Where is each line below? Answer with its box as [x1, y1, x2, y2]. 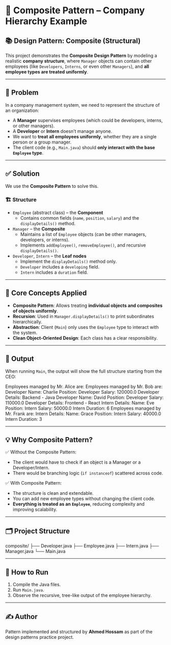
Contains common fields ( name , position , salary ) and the [20, 214, 139, 221]
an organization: [5, 107, 39, 113]
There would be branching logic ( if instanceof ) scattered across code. [12, 470, 163, 476]
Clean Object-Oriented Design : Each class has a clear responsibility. [12, 335, 158, 341]
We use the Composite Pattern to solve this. [5, 183, 99, 189]
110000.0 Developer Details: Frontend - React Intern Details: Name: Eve [5, 399, 155, 405]
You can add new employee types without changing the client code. [12, 495, 155, 502]
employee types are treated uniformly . [5, 69, 89, 75]
